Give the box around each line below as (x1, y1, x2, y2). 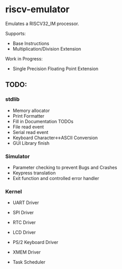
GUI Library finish (12, 140, 50, 146)
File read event (12, 124, 44, 130)
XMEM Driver (12, 249, 41, 255)
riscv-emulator (5, 4, 70, 15)
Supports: (5, 30, 26, 36)
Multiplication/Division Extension (12, 46, 81, 52)
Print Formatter (12, 113, 45, 119)
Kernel (5, 188, 22, 195)
